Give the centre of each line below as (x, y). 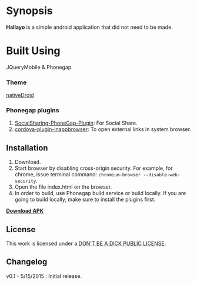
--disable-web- (162, 175)
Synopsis (29, 11)
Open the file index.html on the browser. (63, 187)
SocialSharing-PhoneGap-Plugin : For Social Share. (76, 123)
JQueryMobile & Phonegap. (40, 67)
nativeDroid (20, 95)
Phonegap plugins (33, 110)
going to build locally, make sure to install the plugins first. (85, 199)
